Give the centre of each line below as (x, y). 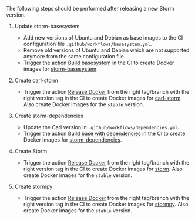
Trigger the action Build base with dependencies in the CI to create (104, 133)
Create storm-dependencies (49, 116)
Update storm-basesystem (47, 26)
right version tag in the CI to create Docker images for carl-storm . (102, 98)
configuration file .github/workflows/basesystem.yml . (88, 44)
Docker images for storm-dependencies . (73, 140)
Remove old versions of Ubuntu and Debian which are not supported (106, 50)
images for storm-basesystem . (60, 69)
